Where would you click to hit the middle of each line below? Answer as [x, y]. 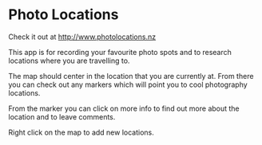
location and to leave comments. [62, 116]
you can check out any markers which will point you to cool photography [128, 84]
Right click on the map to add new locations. [81, 132]
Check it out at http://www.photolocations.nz [82, 37]
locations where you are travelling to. [69, 61]
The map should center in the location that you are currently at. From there [131, 76]
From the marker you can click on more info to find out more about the [124, 108]
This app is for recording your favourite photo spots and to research [120, 52]
